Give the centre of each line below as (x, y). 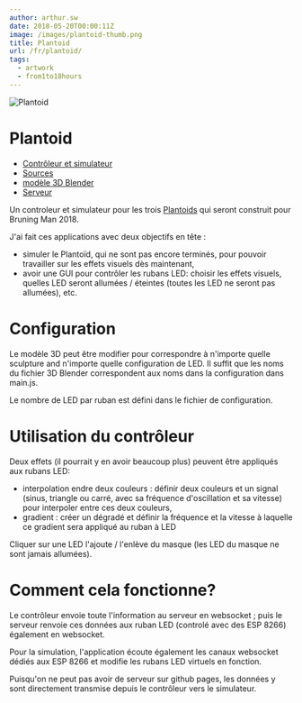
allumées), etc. (50, 292)
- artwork (36, 68)
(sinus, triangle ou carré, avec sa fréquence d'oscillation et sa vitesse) (152, 498)
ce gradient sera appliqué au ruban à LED (99, 526)
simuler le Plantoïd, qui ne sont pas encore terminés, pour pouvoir (144, 254)
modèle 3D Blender (58, 182)
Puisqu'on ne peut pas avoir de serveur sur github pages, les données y (142, 679)
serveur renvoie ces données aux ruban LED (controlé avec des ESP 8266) (148, 625)
